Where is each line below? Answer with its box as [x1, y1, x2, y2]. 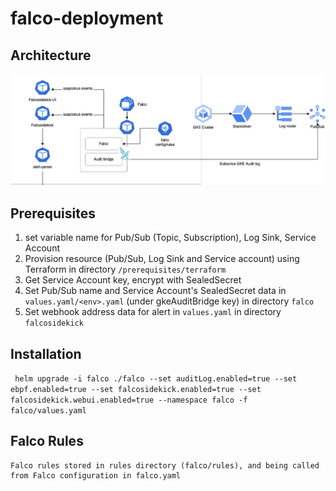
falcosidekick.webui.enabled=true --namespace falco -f [10, 395, 248, 405]
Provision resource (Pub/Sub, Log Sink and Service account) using [24, 253, 300, 265]
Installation [10, 345, 82, 362]
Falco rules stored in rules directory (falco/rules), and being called [10, 460, 320, 471]
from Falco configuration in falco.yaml [10, 470, 182, 481]
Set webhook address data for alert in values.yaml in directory [24, 306, 282, 318]
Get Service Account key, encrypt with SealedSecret [24, 274, 242, 286]
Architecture [10, 47, 92, 64]
